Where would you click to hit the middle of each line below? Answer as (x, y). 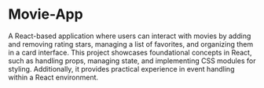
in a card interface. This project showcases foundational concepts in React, (130, 52)
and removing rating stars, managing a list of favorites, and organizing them (131, 44)
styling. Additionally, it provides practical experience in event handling (121, 69)
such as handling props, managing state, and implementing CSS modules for (132, 61)
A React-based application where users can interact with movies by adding (130, 36)
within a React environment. (53, 77)
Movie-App (46, 14)
